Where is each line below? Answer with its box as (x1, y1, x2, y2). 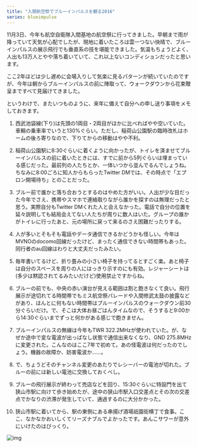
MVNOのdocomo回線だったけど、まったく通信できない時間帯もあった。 (15, 238, 190, 245)
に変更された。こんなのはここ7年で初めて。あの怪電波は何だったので (15, 341, 183, 348)
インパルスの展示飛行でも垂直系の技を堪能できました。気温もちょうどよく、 (6, 45, 192, 53)
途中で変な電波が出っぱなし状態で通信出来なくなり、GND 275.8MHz (25, 334, 192, 341)
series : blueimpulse (6, 14, 57, 20)
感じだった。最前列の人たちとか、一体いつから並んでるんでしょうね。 (20, 161, 190, 168)
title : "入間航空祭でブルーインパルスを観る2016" (6, 8, 116, 15)
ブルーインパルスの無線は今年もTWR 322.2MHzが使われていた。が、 (15, 326, 182, 333)
